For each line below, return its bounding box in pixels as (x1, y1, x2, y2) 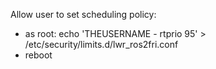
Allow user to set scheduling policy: (10, 9, 157, 20)
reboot (24, 49, 53, 61)
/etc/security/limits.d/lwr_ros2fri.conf (24, 39, 179, 50)
